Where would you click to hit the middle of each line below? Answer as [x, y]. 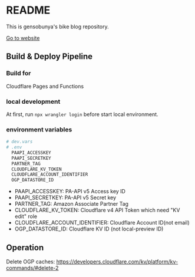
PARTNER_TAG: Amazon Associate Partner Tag [71, 204]
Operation [25, 247]
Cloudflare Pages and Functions [45, 86]
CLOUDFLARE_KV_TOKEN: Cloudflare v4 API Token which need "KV [97, 210]
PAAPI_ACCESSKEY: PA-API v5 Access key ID [70, 192]
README [28, 10]
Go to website [23, 38]
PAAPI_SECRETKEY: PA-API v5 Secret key [65, 197]
